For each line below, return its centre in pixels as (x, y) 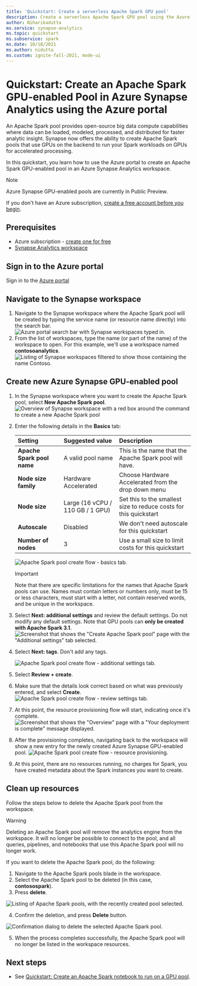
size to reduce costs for (152, 506)
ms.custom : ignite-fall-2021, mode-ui (53, 55)
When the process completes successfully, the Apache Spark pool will (100, 938)
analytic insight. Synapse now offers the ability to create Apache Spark (92, 138)
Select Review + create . (44, 674)
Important (26, 573)
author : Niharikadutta (34, 22)
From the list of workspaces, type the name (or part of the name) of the (101, 338)
